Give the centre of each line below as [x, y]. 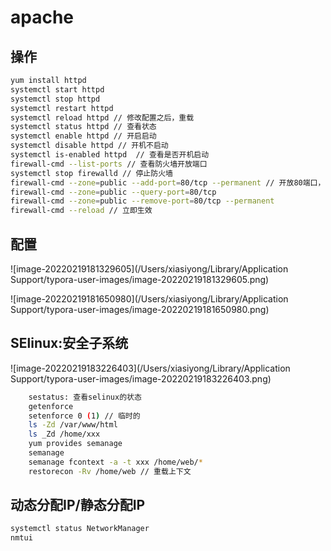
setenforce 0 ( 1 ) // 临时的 [84, 416]
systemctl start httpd [57, 89]
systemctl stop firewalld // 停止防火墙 [91, 173]
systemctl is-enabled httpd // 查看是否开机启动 [110, 155]
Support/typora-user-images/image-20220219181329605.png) [140, 279]
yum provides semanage [75, 444]
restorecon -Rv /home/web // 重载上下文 [110, 471]
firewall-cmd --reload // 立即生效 [81, 211]
